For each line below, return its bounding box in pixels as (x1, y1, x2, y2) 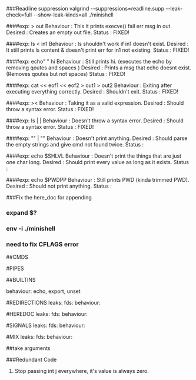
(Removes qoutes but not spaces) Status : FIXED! (6, 71, 125, 77)
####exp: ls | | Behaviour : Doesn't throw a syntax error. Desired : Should (6, 117, 184, 124)
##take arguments (6, 345, 51, 352)
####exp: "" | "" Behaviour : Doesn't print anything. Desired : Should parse (6, 135, 188, 142)
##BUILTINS (6, 276, 36, 284)
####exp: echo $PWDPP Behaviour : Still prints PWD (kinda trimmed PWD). (6, 176, 190, 183)
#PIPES (6, 265, 24, 272)
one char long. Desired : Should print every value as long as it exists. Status (6, 159, 190, 165)
